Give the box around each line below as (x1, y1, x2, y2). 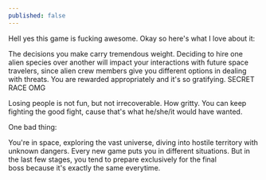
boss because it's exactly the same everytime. (8, 162, 161, 172)
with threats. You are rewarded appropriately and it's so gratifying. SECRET (8, 74, 255, 84)
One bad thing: (8, 122, 57, 131)
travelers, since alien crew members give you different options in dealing (8, 65, 247, 76)
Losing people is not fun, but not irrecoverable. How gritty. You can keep (8, 98, 247, 108)
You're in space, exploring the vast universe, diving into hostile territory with (8, 137, 259, 147)
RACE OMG (8, 83, 46, 92)
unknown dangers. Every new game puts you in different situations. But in (8, 146, 251, 155)
